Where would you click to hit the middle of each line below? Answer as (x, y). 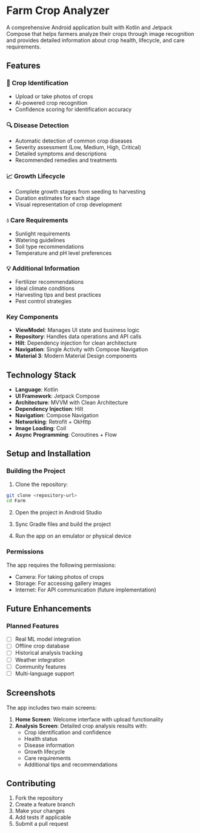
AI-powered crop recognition (51, 103)
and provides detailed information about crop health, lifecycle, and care (95, 40)
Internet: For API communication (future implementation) (85, 590)
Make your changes (40, 811)
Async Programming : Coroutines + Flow (66, 434)
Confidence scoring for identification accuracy (73, 109)
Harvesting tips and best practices (58, 294)
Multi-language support (45, 673)
